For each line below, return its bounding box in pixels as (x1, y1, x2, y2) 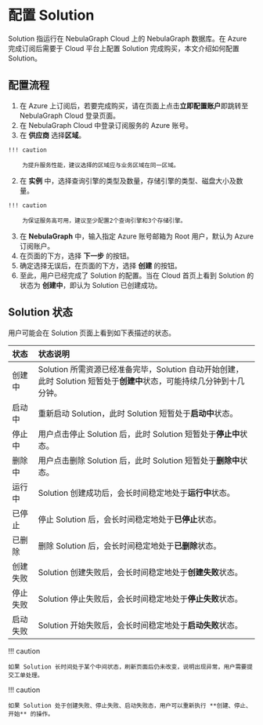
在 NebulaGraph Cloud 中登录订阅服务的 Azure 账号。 (19, 120, 193, 129)
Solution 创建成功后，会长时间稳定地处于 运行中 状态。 (38, 487, 235, 498)
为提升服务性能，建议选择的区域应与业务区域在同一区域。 (22, 161, 180, 169)
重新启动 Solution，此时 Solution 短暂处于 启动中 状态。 (38, 408, 238, 419)
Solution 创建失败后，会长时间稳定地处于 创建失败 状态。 (38, 567, 243, 577)
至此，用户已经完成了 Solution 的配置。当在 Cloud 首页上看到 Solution (19, 271, 245, 280)
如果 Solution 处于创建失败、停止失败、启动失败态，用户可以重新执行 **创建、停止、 (8, 701, 252, 709)
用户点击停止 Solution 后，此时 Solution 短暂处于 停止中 (38, 428, 240, 439)
